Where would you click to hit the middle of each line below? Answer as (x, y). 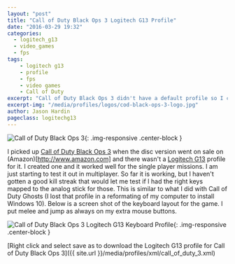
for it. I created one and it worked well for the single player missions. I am (113, 166)
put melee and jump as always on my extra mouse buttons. (92, 211)
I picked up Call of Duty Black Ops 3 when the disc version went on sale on (115, 151)
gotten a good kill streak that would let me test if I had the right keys (105, 181)
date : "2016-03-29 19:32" (45, 27)
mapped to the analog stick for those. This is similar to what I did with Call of (117, 188)
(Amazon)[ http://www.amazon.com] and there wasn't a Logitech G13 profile (116, 159)
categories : (24, 33)
